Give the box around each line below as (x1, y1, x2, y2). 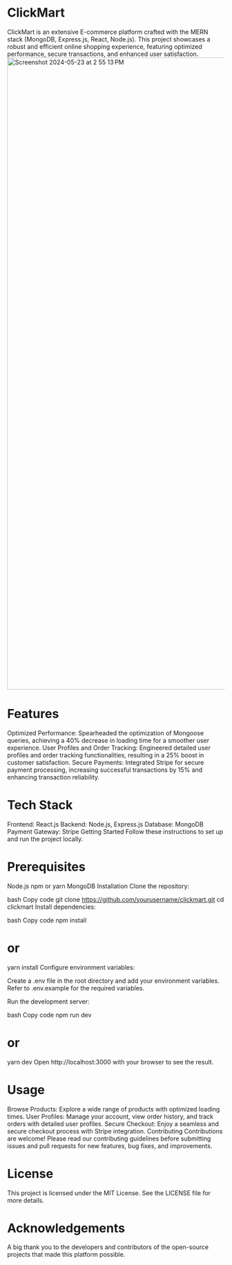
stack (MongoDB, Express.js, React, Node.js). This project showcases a (7, 35, 211, 43)
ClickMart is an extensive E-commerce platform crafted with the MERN (7, 28, 209, 36)
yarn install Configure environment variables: (7, 963, 135, 971)
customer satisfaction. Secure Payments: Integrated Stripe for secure (7, 758, 204, 766)
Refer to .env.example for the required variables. (7, 984, 145, 992)
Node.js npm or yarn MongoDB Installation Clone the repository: (7, 882, 190, 890)
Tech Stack (7, 797, 73, 813)
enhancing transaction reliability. (7, 773, 100, 781)
